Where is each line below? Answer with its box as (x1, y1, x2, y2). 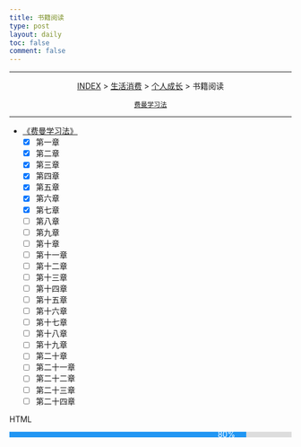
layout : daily (9, 30, 63, 39)
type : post (9, 22, 50, 31)
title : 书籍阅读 (9, 13, 64, 22)
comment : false (9, 47, 66, 56)
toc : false (9, 38, 50, 48)
